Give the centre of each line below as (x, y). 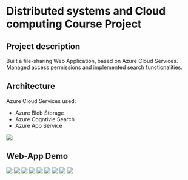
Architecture (31, 86)
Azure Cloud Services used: (41, 101)
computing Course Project (74, 24)
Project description (43, 46)
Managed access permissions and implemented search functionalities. (95, 67)
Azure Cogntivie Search (45, 119)
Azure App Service (39, 125)
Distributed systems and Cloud (86, 11)
